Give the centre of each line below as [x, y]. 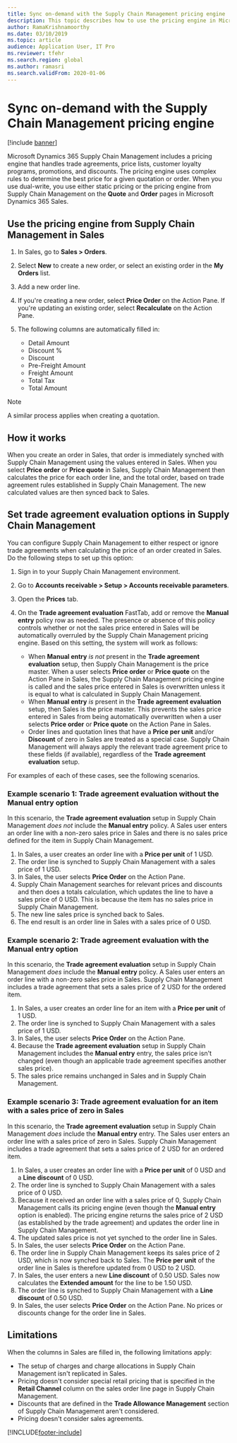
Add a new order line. [49, 287]
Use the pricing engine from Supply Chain [101, 224]
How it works [37, 438]
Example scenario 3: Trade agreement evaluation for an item [113, 1102]
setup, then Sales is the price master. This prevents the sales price [125, 709]
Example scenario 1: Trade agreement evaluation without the [113, 793]
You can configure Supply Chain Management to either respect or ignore [113, 543]
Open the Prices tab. [48, 599]
